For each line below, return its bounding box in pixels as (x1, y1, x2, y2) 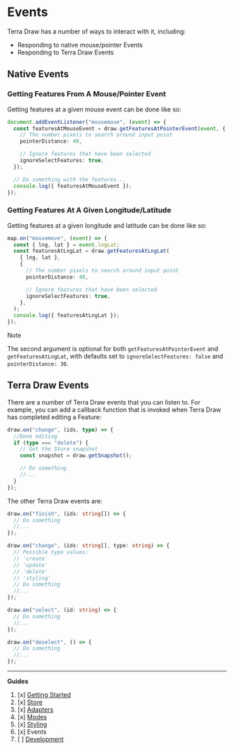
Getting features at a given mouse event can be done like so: (7, 105, 182, 114)
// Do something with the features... (13, 175, 127, 183)
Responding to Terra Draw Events (17, 48, 114, 56)
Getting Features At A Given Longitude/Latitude (7, 205, 172, 215)
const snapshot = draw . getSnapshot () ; (19, 452, 132, 460)
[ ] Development (17, 735, 64, 744)
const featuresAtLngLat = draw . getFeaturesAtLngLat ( (13, 248, 170, 255)
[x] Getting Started (17, 691, 71, 699)
